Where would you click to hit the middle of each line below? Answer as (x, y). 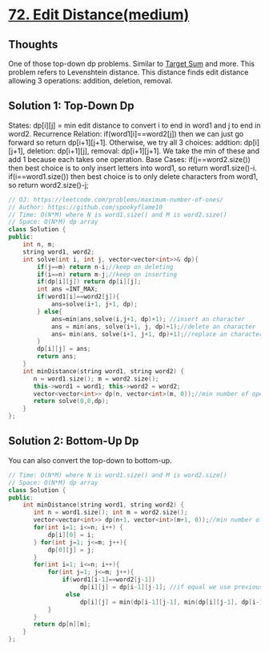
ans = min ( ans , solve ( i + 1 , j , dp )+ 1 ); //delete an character (153, 327)
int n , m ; (39, 245)
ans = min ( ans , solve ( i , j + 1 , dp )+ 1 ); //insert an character (148, 319)
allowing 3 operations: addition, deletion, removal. (90, 81)
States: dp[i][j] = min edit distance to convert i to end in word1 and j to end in (134, 125)
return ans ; (57, 356)
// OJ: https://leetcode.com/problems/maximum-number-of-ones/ (116, 199)
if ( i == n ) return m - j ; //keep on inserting (107, 275)
